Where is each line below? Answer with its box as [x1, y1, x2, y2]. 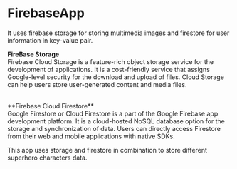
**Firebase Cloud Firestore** [7, 101, 95, 110]
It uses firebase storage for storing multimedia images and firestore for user [7, 29, 230, 37]
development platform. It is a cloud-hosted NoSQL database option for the [7, 116, 226, 126]
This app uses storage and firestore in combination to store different [7, 145, 208, 154]
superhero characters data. [7, 153, 88, 162]
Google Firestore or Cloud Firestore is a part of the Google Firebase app [7, 109, 218, 118]
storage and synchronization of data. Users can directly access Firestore [7, 124, 221, 133]
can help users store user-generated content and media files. [7, 80, 187, 88]
